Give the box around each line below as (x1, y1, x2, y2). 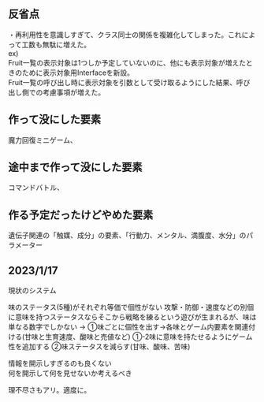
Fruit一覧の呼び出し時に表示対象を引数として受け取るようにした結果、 (8, 77, 236, 87)
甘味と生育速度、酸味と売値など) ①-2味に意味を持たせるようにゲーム (24, 332, 253, 341)
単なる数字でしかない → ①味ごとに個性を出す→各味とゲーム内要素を (8, 322, 235, 332)
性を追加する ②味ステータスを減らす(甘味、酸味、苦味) (8, 342, 191, 352)
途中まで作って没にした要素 (8, 161, 143, 174)
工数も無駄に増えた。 (21, 39, 91, 49)
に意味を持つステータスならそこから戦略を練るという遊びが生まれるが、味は (8, 312, 257, 322)
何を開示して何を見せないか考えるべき (8, 369, 132, 378)
